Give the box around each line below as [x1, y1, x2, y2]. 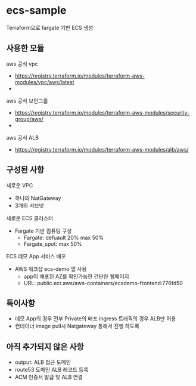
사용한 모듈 [6, 43, 45, 54]
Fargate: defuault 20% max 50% [23, 234, 104, 241]
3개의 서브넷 [14, 202, 44, 209]
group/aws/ [14, 115, 43, 122]
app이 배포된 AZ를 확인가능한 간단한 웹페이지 [23, 273, 129, 280]
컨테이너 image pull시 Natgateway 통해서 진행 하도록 [14, 323, 140, 330]
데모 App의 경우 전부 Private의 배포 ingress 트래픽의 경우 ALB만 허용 [14, 315, 176, 322]
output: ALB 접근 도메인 [14, 359, 71, 366]
